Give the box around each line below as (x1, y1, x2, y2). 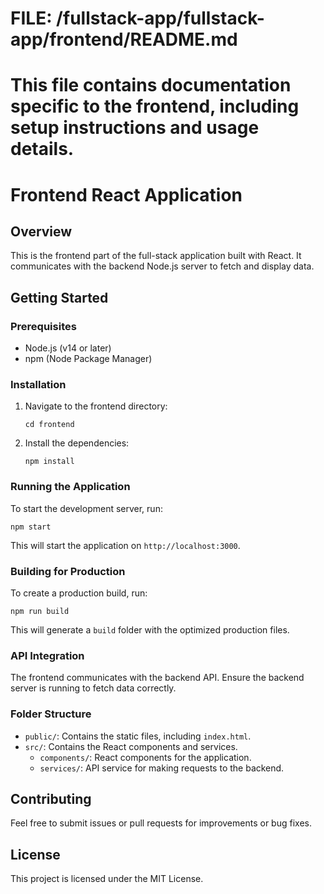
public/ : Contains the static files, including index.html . (24, 730, 252, 742)
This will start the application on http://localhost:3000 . (10, 539, 241, 551)
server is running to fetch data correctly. (10, 682, 177, 694)
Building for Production (10, 564, 126, 578)
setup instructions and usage (10, 117, 260, 139)
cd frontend (24, 420, 75, 430)
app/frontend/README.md (10, 28, 238, 51)
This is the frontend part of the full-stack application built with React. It (10, 250, 302, 262)
